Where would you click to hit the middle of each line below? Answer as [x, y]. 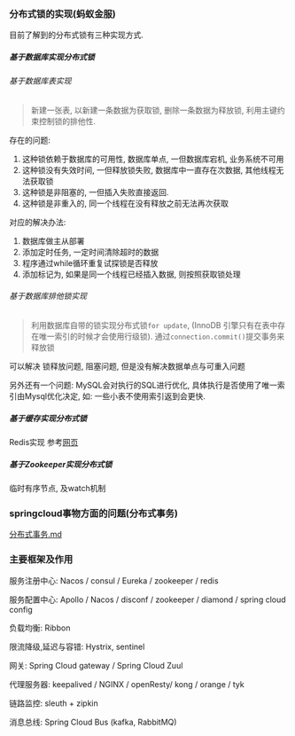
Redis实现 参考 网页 [44, 442]
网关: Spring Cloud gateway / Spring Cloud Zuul [96, 665]
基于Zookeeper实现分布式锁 [61, 464]
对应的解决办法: [38, 222]
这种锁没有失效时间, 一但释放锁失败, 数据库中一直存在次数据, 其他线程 [149, 169]
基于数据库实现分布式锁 [52, 57]
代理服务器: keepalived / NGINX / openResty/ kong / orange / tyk [127, 684]
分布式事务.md [35, 535]
